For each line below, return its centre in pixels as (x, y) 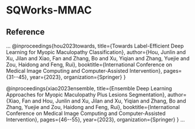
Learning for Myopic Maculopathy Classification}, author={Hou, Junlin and (96, 52)
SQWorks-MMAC (49, 10)
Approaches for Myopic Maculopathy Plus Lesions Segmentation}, (86, 95)
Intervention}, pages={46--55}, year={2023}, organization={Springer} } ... (96, 120)
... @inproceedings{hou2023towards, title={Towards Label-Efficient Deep (95, 46)
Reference (25, 32)
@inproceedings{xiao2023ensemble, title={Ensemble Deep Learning (89, 88)
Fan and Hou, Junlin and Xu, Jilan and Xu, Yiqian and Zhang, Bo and (104, 101)
